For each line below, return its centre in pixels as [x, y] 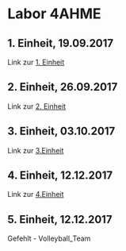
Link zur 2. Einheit [37, 106]
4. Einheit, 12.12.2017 [60, 176]
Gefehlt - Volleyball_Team [49, 238]
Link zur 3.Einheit [36, 150]
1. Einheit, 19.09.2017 [61, 43]
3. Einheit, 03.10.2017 [61, 131]
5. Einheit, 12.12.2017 [60, 219]
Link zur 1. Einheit [36, 62]
